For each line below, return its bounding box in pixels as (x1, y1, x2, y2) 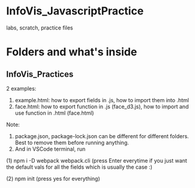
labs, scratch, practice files (6, 24, 73, 31)
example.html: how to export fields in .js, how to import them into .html (14, 96, 189, 103)
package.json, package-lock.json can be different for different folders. (14, 132, 189, 139)
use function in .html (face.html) (14, 109, 94, 117)
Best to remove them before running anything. (14, 139, 129, 146)
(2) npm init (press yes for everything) (6, 175, 100, 182)
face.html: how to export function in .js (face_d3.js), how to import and (14, 103, 189, 110)
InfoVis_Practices (6, 69, 74, 79)
